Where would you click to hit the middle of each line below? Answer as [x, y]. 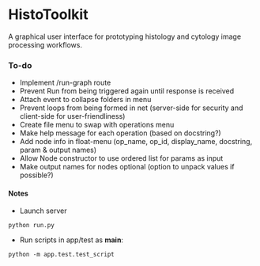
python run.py [32, 226]
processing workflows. [45, 44]
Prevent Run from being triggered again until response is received [127, 91]
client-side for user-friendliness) [72, 116]
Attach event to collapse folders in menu [85, 100]
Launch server [43, 211]
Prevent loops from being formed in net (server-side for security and [131, 108]
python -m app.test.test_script [61, 255]
